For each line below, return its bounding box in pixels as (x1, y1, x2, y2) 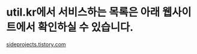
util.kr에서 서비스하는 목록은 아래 (6, 5, 160, 19)
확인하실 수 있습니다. (37, 20, 134, 34)
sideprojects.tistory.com (6, 40, 66, 48)
